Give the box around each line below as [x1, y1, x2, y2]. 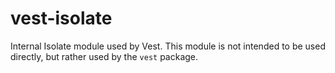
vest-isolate [10, 7, 113, 30]
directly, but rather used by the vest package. [10, 50, 199, 62]
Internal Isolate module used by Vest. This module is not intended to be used [10, 40, 326, 52]
